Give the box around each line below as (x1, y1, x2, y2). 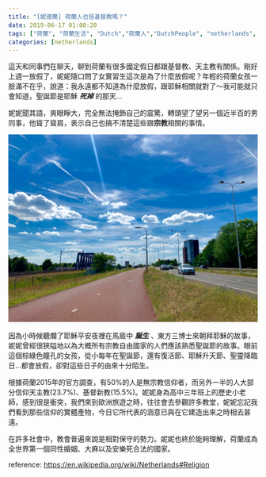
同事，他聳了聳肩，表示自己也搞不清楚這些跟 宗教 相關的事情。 (8, 118, 210, 128)
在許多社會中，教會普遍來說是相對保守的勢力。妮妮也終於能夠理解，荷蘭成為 (8, 434, 258, 444)
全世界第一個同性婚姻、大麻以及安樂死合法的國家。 (8, 444, 175, 454)
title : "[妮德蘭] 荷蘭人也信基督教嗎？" (8, 13, 128, 21)
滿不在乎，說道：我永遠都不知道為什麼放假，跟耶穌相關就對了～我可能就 (14, 82, 251, 91)
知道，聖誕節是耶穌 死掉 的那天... (14, 91, 123, 101)
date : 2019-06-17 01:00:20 (8, 21, 97, 29)
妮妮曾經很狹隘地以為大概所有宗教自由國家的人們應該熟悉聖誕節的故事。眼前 (8, 341, 258, 351)
